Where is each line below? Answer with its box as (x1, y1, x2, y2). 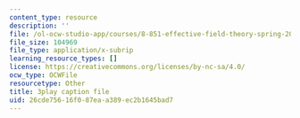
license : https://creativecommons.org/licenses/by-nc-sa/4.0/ (9, 63, 246, 72)
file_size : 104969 (9, 37, 78, 47)
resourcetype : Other (9, 79, 87, 88)
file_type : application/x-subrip (9, 46, 134, 55)
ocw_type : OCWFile (9, 71, 78, 80)
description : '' (9, 21, 70, 30)
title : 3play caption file (9, 87, 110, 96)
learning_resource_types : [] (9, 54, 118, 63)
